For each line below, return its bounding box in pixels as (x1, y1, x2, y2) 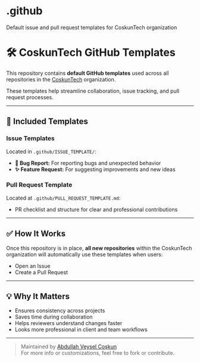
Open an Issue (14, 262, 51, 269)
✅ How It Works (6, 229, 66, 239)
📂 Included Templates (6, 117, 88, 127)
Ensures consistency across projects (14, 307, 105, 314)
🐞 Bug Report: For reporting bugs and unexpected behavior (14, 159, 161, 166)
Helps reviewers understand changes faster (14, 320, 123, 327)
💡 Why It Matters (6, 291, 70, 301)
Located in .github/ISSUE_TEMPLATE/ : (6, 147, 96, 155)
